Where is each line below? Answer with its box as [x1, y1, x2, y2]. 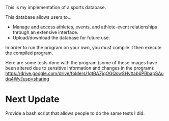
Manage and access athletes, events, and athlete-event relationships [12, 24, 157, 30]
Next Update [5, 94, 60, 105]
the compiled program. [5, 50, 53, 56]
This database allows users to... [5, 14, 72, 20]
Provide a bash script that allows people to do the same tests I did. [5, 110, 145, 116]
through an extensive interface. [12, 29, 79, 35]
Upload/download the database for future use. [12, 35, 110, 41]
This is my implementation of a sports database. [5, 5, 106, 10]
